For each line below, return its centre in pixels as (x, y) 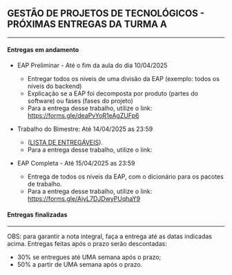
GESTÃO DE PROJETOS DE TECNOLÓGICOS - (106, 14)
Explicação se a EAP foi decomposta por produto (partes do (113, 94)
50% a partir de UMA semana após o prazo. (80, 265)
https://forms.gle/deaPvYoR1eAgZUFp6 (83, 116)
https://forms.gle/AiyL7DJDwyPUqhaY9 (84, 199)
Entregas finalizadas (37, 214)
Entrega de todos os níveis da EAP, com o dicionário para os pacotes (126, 177)
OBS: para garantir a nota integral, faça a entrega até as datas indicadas (110, 236)
